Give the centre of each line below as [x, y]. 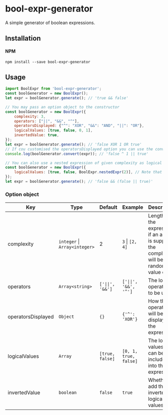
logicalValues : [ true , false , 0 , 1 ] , [53, 130]
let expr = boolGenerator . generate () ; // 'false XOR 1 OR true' [73, 144]
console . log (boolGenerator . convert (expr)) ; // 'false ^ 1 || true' [77, 154]
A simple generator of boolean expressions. [50, 23]
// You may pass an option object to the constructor [62, 107]
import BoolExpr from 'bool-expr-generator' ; [53, 89]
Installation [23, 38]
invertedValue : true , [36, 135]
